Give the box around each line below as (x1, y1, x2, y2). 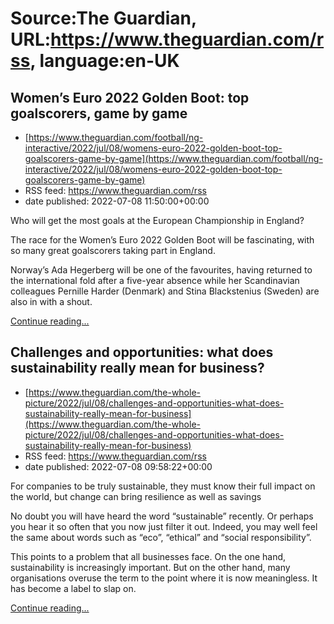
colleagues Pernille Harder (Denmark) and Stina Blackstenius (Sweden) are (10, 285, 320, 297)
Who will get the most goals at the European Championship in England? (10, 215, 305, 226)
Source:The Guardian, (10, 7, 197, 30)
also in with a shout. (10, 296, 93, 307)
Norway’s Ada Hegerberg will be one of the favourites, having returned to (10, 264, 313, 276)
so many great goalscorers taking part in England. (10, 245, 216, 256)
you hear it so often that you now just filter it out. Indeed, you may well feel (10, 520, 318, 532)
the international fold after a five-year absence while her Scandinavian (10, 275, 300, 286)
